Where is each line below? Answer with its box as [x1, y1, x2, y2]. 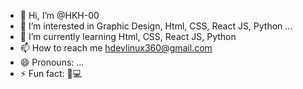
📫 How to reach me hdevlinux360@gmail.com [19, 42, 213, 54]
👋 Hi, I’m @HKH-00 [19, 10, 100, 21]
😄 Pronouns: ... [19, 56, 85, 68]
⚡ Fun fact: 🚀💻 [19, 68, 83, 79]
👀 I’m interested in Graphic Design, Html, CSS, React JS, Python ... [19, 20, 293, 32]
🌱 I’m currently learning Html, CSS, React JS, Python [19, 31, 237, 42]
